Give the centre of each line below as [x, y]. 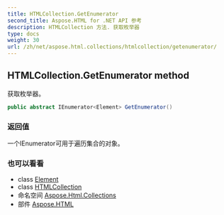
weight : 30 [23, 40]
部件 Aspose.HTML [46, 204]
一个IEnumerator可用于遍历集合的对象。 [66, 143]
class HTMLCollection [50, 187]
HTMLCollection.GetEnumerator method [99, 76]
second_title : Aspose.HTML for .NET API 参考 [74, 21]
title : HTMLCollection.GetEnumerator [63, 14]
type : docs [23, 34]
